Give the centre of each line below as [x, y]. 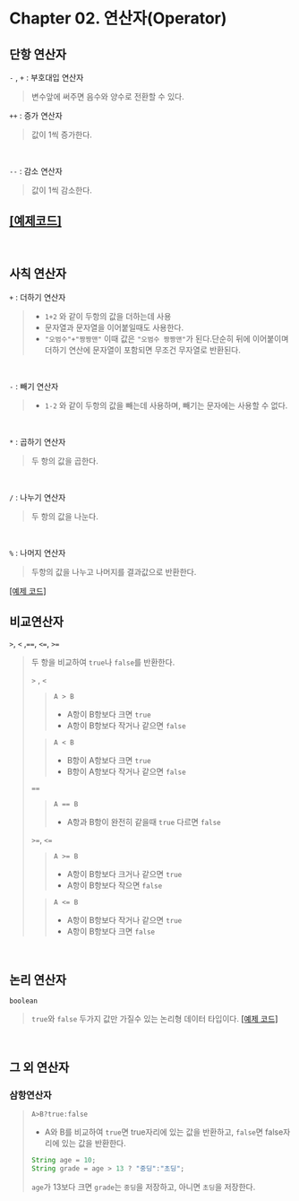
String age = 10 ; [64, 1160]
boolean [24, 1001]
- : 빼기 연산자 [34, 386]
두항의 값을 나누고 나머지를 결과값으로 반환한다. [114, 571]
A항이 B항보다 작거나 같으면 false [126, 726]
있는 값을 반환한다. [94, 1143]
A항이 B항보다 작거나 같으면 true [124, 920]
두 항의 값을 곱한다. [64, 461]
